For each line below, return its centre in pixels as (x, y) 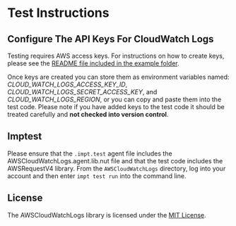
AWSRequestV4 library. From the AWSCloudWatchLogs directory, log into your (117, 168)
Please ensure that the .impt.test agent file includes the (90, 153)
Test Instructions (58, 13)
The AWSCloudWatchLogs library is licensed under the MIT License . (107, 215)
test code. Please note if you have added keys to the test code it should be (116, 107)
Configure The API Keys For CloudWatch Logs (111, 39)
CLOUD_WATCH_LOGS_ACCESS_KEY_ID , (67, 84)
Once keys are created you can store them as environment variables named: (118, 77)
